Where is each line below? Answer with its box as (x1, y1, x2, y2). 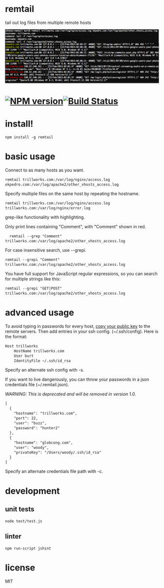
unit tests (5, 505, 35, 513)
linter (5, 532, 22, 541)
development (5, 485, 60, 497)
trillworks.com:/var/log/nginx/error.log (5, 206, 91, 211)
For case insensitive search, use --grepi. (5, 247, 86, 253)
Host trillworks (5, 344, 38, 349)
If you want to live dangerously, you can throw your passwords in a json (5, 376, 149, 382)
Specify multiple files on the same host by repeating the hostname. (5, 191, 140, 196)
